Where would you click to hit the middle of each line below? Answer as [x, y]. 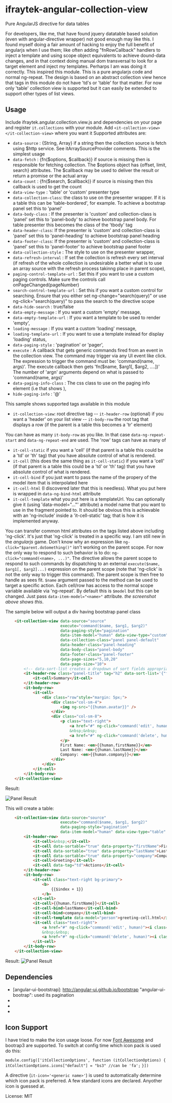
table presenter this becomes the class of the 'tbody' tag [73, 225]
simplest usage [29, 154]
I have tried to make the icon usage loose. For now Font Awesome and [79, 1040]
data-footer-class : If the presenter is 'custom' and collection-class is [86, 241]
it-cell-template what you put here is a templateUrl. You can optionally [89, 499]
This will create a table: [30, 808]
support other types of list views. [40, 93]
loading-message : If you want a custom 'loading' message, [74, 328]
